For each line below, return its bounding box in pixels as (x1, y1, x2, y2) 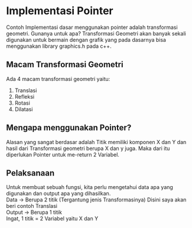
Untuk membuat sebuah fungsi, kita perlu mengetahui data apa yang (6, 184, 173, 191)
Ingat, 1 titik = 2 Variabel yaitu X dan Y (6, 215, 99, 222)
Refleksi (14, 93, 34, 100)
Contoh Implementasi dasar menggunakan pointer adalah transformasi (6, 24, 178, 31)
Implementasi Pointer (6, 4, 113, 18)
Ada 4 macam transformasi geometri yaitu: (6, 75, 110, 82)
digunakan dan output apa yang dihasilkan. (6, 190, 111, 197)
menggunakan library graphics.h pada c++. (6, 43, 112, 50)
